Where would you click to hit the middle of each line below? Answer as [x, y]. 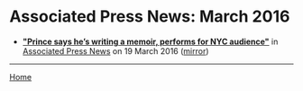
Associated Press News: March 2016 [150, 17]
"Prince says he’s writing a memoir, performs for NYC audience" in [150, 41]
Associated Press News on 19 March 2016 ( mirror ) [115, 50]
